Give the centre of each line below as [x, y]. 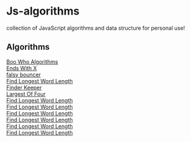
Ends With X [22, 68]
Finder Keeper [24, 87]
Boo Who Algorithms [32, 61]
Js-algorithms [43, 11]
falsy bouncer [24, 75]
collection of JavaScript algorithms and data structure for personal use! [96, 28]
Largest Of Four [26, 94]
